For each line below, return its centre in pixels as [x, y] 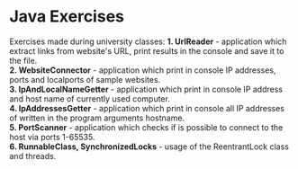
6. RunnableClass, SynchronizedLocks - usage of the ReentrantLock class [149, 147]
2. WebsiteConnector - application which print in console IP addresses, [143, 70]
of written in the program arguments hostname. [97, 118]
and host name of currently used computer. [90, 98]
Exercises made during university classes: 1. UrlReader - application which [148, 41]
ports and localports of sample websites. [85, 79]
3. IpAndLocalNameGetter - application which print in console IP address [146, 89]
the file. [23, 60]
